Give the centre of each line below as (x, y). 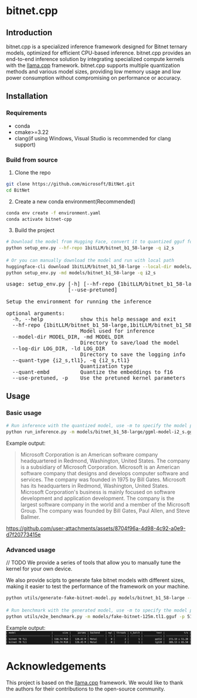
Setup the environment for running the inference (79, 301)
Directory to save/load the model (130, 343)
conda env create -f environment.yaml (53, 213)
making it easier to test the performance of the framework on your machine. (98, 586)
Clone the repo (33, 172)
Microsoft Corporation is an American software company (89, 455)
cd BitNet (18, 190)
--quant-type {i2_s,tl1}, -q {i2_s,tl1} (71, 360)
